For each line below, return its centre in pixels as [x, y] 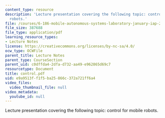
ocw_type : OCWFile [24, 51]
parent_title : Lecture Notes [35, 55]
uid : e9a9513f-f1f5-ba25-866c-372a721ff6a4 [50, 78]
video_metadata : [22, 92]
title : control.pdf [25, 74]
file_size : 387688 [24, 28]
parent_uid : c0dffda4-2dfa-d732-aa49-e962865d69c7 [58, 64]
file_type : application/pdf [34, 32]
